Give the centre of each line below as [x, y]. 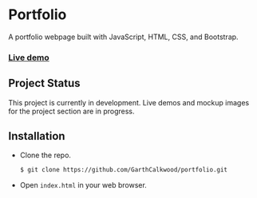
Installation [37, 136]
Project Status [45, 83]
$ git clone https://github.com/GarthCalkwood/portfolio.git [124, 170]
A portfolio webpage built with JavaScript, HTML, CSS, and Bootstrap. [123, 37]
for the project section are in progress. [71, 111]
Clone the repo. [45, 155]
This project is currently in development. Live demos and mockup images [129, 102]
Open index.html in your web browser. [83, 185]
